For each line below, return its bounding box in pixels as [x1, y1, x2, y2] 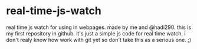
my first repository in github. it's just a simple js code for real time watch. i [6, 30, 186, 37]
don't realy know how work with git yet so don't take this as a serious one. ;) [6, 36, 192, 43]
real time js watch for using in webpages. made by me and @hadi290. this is [6, 24, 192, 31]
